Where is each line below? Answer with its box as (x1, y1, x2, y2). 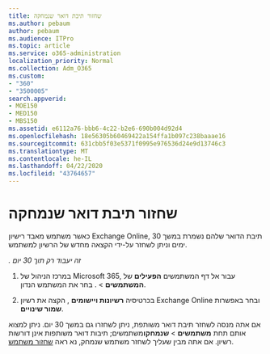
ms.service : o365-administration (8, 49, 121, 57)
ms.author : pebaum (8, 19, 70, 27)
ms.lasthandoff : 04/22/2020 (8, 162, 103, 171)
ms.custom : (8, 72, 45, 80)
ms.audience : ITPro (8, 34, 74, 43)
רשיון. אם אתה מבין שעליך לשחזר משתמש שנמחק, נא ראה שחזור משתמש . (8, 336, 234, 346)
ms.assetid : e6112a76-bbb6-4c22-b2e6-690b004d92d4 (8, 124, 183, 133)
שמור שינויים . (19, 304, 64, 314)
